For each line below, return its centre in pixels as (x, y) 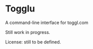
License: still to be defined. (33, 42)
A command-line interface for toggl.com (47, 22)
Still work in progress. (28, 32)
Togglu (20, 9)
